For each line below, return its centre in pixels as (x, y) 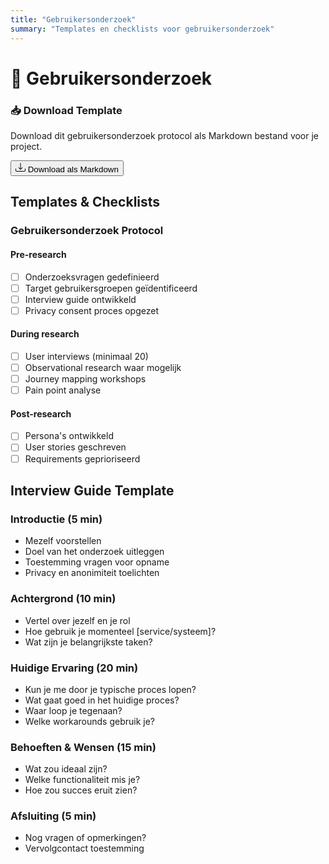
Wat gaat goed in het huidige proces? (102, 700)
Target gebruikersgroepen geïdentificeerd (111, 288)
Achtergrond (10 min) (63, 599)
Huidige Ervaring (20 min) (74, 668)
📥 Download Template (66, 110)
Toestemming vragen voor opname (97, 562)
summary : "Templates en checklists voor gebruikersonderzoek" (142, 29)
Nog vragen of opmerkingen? (85, 838)
